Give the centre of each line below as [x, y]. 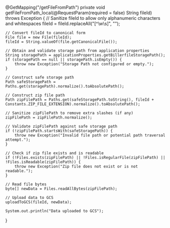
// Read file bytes [26, 184]
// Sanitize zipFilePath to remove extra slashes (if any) [69, 113]
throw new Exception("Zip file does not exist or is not [76, 166]
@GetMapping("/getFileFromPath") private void [55, 7]
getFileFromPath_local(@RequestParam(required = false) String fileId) [79, 13]
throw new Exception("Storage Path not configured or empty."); [84, 64]
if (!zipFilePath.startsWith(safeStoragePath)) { [59, 131]
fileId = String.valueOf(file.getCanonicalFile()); [61, 42]
